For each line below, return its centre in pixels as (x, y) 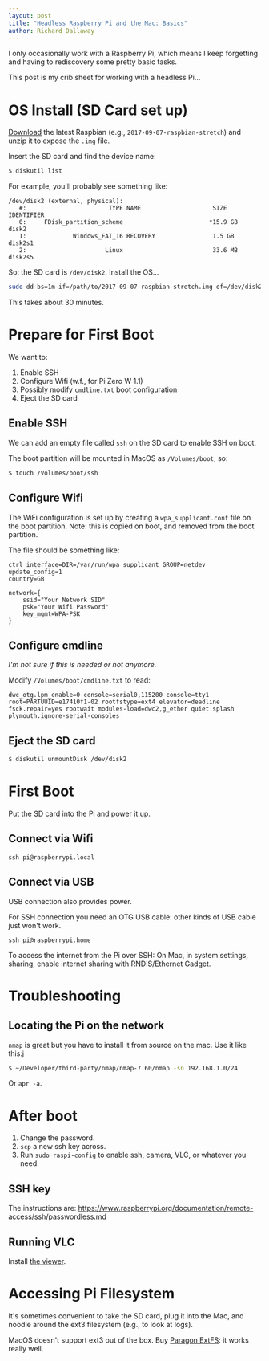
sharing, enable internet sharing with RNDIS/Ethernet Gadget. (110, 964)
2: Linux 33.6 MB (128, 251)
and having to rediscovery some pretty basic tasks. (93, 62)
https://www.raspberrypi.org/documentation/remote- (166, 1208)
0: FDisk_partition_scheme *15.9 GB (128, 222)
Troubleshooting (65, 996)
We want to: (28, 357)
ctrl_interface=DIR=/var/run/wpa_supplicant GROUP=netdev (107, 564)
